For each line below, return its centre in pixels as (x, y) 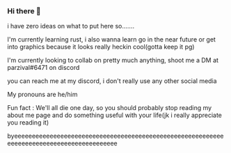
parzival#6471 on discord (43, 68)
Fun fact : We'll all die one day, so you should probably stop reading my (110, 108)
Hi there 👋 (24, 11)
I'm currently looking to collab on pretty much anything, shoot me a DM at (113, 60)
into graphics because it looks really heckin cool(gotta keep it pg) (101, 47)
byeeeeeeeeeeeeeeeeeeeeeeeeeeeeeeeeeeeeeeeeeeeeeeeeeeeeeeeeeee (115, 136)
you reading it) (28, 123)
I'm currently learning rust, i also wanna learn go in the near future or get (111, 39)
